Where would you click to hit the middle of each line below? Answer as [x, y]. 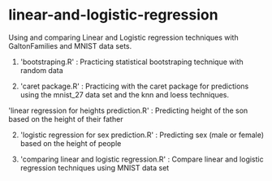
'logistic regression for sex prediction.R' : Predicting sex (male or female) [142, 135]
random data [41, 70]
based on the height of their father [66, 119]
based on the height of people [71, 143]
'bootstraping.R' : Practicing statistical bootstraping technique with [132, 62]
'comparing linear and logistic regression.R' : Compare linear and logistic [142, 159]
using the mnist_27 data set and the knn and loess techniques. [125, 94]
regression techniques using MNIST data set [95, 167]
